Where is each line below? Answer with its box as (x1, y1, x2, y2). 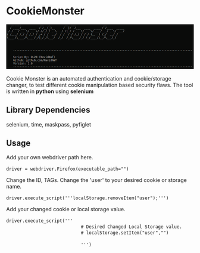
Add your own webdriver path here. (6, 154, 93, 161)
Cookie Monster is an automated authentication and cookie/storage (6, 75, 171, 82)
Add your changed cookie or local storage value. (6, 206, 126, 213)
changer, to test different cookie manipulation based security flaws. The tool (6, 81, 193, 88)
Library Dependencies (6, 105, 90, 115)
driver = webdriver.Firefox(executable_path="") (6, 166, 129, 172)
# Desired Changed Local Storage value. (80, 224, 183, 230)
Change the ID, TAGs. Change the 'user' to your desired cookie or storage (6, 177, 187, 184)
